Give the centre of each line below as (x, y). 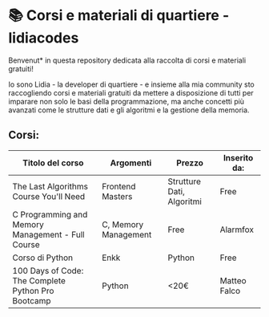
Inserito (238, 157)
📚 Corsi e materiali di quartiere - (119, 16)
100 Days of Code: (48, 270)
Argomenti (131, 163)
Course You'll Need (49, 196)
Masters (117, 196)
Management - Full (49, 234)
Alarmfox (237, 230)
